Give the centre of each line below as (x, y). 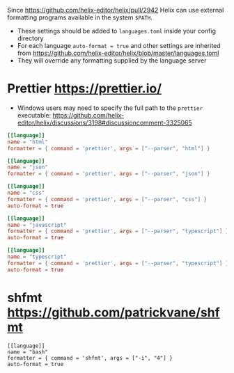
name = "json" (28, 167)
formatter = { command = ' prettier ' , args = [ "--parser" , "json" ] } (109, 174)
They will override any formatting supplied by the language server (112, 61)
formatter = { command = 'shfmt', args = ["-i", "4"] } (90, 358)
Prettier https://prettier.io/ (85, 89)
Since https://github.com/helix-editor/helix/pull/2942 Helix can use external (116, 10)
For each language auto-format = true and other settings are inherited (119, 46)
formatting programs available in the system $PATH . (80, 17)
